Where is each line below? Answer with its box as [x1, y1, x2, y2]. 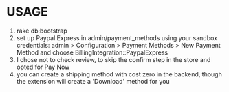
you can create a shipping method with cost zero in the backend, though [16, 70, 223, 78]
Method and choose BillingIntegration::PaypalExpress [16, 48, 168, 57]
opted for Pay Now [16, 63, 70, 71]
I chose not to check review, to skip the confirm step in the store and [16, 55, 211, 63]
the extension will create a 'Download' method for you [16, 77, 170, 85]
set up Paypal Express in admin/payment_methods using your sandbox [16, 33, 218, 42]
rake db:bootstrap [16, 27, 68, 35]
